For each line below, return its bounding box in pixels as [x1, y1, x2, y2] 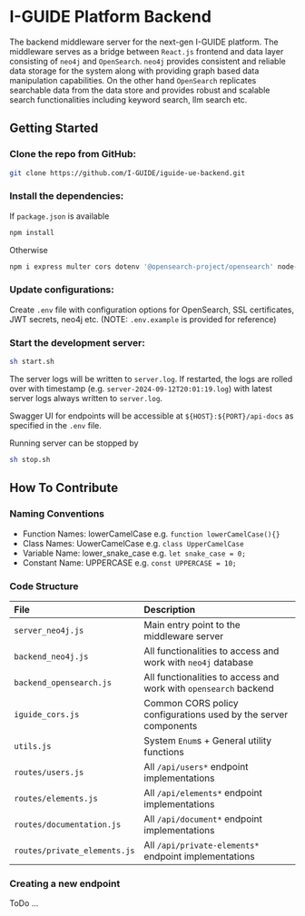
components [143, 719, 198, 732]
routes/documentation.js [14, 819, 122, 830]
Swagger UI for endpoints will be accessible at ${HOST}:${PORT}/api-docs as [9, 410, 294, 421]
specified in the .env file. [9, 420, 103, 431]
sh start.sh [9, 357, 54, 367]
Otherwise [9, 244, 48, 255]
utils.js [14, 741, 52, 751]
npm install [9, 228, 54, 237]
